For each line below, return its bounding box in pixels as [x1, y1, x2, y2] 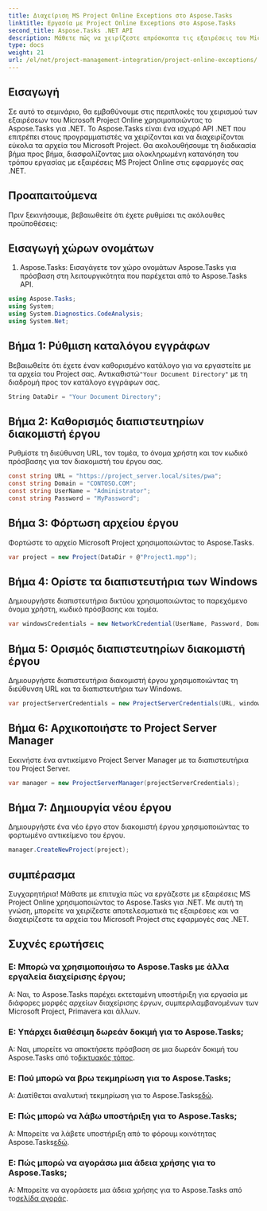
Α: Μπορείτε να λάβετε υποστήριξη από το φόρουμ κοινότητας [8, 1128, 217, 1139]
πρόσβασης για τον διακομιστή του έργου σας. [8, 457, 164, 467]
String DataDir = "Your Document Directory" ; [8, 393, 161, 400]
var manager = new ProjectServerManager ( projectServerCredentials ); [8, 779, 240, 787]
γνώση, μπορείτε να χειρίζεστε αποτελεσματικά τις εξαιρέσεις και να [8, 906, 239, 916]
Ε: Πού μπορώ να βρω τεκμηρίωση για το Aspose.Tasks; [8, 1072, 232, 1084]
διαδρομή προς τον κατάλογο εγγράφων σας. [8, 377, 161, 387]
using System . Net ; [8, 317, 69, 325]
